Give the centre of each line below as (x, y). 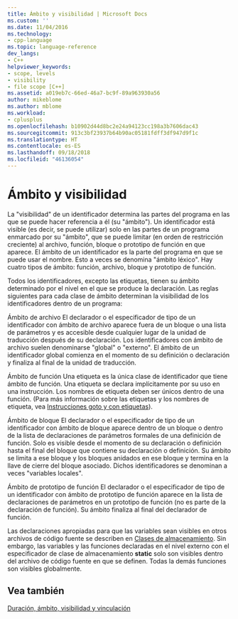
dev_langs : (23, 54)
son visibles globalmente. (45, 569)
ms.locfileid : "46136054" (45, 160)
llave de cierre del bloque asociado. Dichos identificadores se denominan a (117, 465)
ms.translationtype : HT (43, 139)
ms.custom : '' (28, 21)
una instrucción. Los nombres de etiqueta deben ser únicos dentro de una (116, 391)
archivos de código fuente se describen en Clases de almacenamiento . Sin (117, 538)
